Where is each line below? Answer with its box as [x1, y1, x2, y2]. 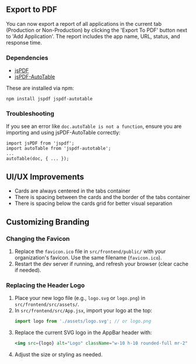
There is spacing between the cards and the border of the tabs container [14, 194, 191, 201]
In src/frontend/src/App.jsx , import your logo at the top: [14, 307, 153, 314]
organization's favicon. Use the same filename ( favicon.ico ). [14, 254, 162, 261]
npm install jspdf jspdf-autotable [6, 96, 93, 102]
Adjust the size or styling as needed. [14, 350, 103, 358]
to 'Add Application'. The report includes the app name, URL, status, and [6, 32, 180, 40]
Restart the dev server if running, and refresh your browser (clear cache [14, 260, 189, 267]
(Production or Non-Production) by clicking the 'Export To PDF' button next [6, 26, 187, 33]
